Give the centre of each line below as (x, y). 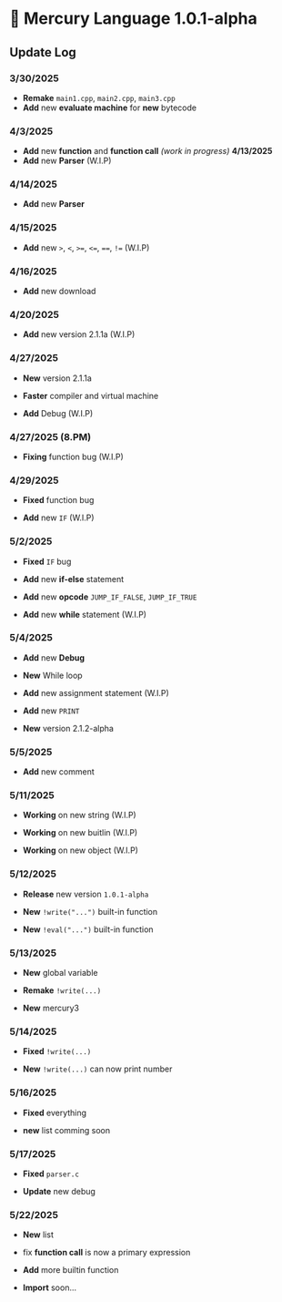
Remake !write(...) (62, 990)
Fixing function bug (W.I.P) (73, 456)
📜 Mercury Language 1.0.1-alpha (133, 19)
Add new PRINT (51, 711)
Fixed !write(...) (57, 1051)
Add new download (59, 292)
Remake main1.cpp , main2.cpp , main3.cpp (99, 97)
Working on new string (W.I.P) (79, 815)
